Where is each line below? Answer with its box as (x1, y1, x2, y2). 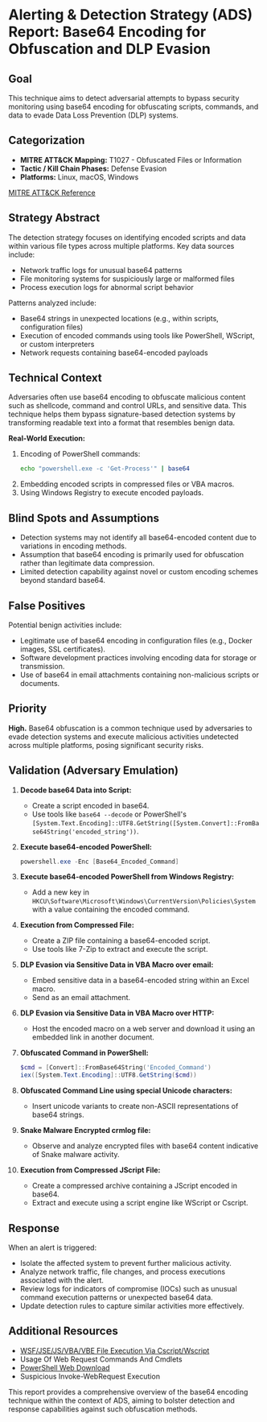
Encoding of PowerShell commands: (19, 449, 141, 459)
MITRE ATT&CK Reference (8, 188, 96, 197)
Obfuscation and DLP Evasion (8, 40, 212, 58)
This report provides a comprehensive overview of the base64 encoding (8, 1387, 249, 1396)
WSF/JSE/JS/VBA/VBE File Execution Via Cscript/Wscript (19, 1346, 210, 1355)
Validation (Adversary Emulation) (8, 763, 179, 778)
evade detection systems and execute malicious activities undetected (8, 731, 239, 742)
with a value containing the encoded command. (31, 904, 191, 915)
